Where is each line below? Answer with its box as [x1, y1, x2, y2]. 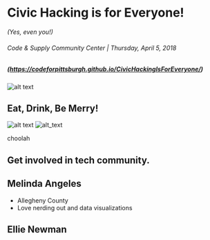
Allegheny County [17, 196, 69, 205]
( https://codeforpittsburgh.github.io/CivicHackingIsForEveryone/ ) [7, 65, 204, 73]
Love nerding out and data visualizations [17, 203, 133, 212]
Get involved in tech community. [7, 154, 150, 166]
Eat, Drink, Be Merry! [7, 102, 99, 114]
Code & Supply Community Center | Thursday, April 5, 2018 [7, 44, 177, 52]
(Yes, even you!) [7, 28, 54, 36]
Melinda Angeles [7, 178, 82, 190]
